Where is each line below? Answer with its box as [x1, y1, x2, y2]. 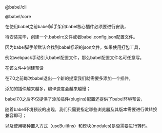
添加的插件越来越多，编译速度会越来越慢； [5, 86, 91, 92]
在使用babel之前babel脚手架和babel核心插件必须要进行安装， [5, 24, 129, 29]
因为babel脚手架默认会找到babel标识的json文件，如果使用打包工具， [5, 44, 143, 50]
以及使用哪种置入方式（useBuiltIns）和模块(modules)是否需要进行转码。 [5, 123, 150, 129]
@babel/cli [5, 4, 27, 10]
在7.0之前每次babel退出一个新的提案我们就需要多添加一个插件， [5, 76, 133, 81]
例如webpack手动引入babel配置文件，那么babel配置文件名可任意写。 [5, 55, 144, 60]
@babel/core [5, 14, 31, 19]
